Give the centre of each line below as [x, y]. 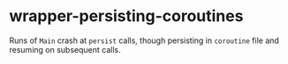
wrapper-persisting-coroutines [126, 16]
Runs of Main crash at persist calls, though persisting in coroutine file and [144, 40]
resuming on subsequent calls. [65, 49]
